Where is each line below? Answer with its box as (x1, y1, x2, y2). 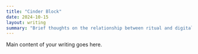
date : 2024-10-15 (6, 14, 49, 20)
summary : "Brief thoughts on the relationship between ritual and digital (6, 25, 194, 31)
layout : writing (6, 19, 46, 25)
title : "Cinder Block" (6, 8, 62, 15)
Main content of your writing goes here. (6, 41, 103, 48)
